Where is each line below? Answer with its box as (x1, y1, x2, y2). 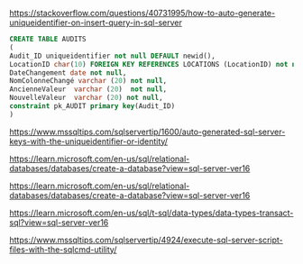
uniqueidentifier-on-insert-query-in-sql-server (9, 17, 182, 28)
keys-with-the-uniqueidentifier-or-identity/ (9, 135, 169, 147)
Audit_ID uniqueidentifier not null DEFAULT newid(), (9, 51, 216, 60)
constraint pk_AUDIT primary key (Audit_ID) (9, 102, 176, 111)
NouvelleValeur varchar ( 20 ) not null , (9, 94, 164, 103)
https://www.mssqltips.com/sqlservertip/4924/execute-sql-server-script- (9, 234, 284, 245)
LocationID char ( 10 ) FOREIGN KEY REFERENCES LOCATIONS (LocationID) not (9, 59, 289, 68)
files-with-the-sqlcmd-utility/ (9, 243, 117, 255)
